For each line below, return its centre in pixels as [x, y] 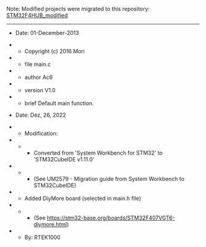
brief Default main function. [59, 103]
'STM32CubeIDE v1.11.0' [64, 159]
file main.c [37, 64]
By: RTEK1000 [42, 237]
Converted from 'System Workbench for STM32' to [98, 153]
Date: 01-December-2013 [47, 33]
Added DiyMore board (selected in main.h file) [83, 198]
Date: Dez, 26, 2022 [40, 115]
